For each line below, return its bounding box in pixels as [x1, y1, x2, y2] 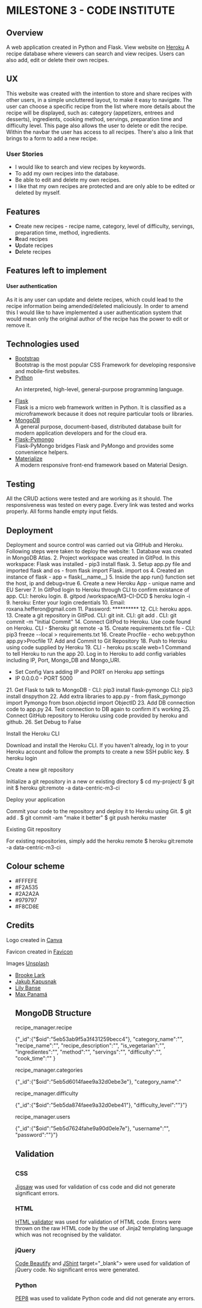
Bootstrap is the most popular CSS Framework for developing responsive [14, 361, 196, 368]
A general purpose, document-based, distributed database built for [14, 423, 182, 430]
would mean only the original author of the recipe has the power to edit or [6, 315, 189, 322]
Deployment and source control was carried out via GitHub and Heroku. [6, 541, 184, 549]
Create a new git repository [6, 766, 74, 773]
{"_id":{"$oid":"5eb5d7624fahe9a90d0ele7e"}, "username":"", [14, 1125, 170, 1132]
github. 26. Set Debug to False [6, 718, 82, 725]
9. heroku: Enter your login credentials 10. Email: [6, 599, 126, 606]
